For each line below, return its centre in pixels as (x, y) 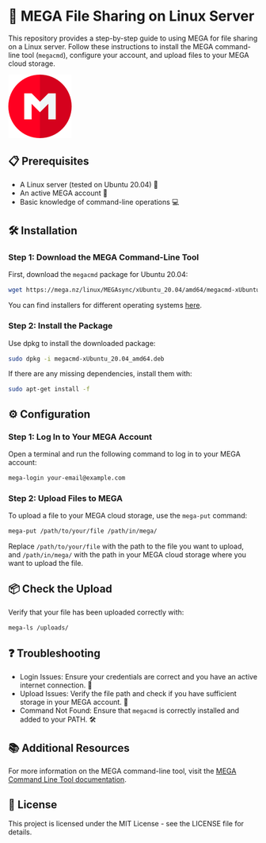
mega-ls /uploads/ (38, 627)
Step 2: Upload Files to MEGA (65, 498)
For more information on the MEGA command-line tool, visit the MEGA (122, 771)
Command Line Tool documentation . (67, 779)
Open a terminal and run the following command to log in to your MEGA (125, 454)
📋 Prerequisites (49, 162)
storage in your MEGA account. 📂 (74, 702)
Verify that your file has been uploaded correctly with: (96, 612)
